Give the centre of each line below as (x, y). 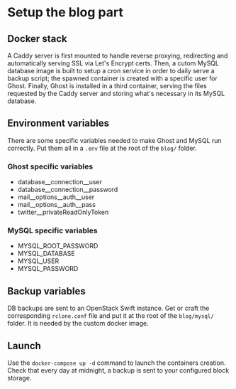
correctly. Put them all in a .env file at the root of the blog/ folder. (102, 148)
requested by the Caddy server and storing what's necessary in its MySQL (116, 94)
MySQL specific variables (52, 230)
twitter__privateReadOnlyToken (63, 212)
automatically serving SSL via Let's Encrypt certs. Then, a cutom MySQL (113, 63)
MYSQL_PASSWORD (48, 269)
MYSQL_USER (38, 261)
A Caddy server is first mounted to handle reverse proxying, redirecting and (118, 55)
